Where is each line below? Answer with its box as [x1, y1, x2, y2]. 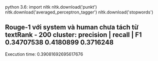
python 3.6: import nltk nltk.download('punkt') [5, 4, 97, 10]
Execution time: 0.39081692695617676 [5, 51, 84, 57]
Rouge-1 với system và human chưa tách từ [5, 23, 139, 31]
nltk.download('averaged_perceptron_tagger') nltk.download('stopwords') [5, 9, 154, 15]
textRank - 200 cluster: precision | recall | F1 [5, 31, 142, 39]
